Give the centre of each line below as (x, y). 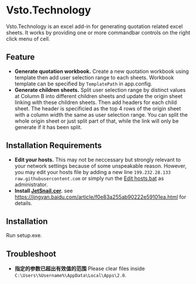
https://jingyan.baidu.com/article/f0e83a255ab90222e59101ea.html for (100, 197)
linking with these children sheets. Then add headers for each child (96, 102)
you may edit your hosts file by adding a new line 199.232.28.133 (92, 172)
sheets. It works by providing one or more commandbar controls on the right (98, 32)
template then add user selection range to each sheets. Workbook (94, 77)
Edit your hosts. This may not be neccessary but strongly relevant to (98, 160)
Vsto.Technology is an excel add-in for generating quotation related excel (94, 26)
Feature (20, 57)
